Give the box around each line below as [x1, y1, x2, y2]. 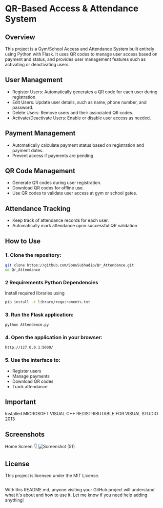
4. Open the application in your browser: [5, 334, 102, 341]
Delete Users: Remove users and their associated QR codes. [12, 109, 134, 115]
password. [12, 104, 34, 110]
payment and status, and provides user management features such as [5, 56, 146, 62]
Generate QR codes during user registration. [12, 180, 102, 186]
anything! [5, 497, 24, 503]
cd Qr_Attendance [5, 267, 41, 272]
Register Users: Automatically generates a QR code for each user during [12, 89, 158, 95]
